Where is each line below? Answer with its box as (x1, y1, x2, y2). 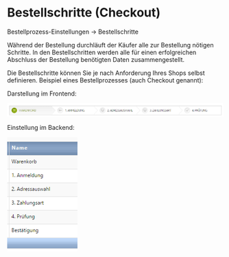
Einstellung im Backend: (7, 123, 75, 131)
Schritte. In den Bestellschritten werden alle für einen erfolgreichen (7, 48, 197, 56)
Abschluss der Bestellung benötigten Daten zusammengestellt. (7, 55, 185, 63)
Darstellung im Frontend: (7, 89, 77, 98)
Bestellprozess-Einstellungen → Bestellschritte (7, 27, 139, 36)
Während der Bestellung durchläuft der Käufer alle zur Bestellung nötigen (7, 41, 214, 49)
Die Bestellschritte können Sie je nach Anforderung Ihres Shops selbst (7, 69, 206, 77)
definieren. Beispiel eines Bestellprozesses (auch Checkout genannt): (7, 76, 204, 84)
